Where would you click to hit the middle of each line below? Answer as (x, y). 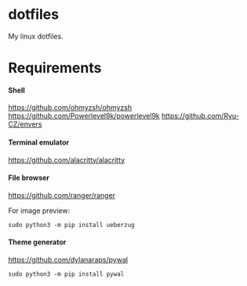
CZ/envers (25, 124)
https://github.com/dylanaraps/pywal (68, 259)
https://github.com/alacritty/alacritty (67, 159)
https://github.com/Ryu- (200, 116)
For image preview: (39, 211)
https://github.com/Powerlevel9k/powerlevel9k (84, 116)
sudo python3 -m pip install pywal (66, 274)
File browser (29, 178)
